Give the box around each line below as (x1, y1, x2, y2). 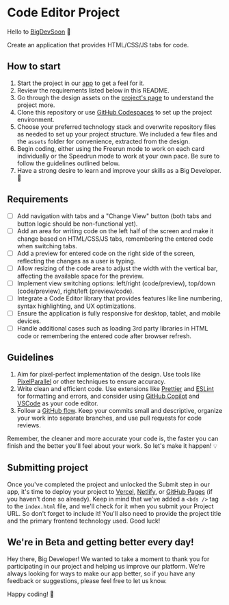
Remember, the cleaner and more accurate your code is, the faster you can (7, 434, 219, 442)
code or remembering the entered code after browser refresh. (16, 332, 192, 340)
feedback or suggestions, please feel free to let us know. (7, 576, 167, 584)
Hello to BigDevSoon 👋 (7, 27, 71, 36)
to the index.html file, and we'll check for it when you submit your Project (7, 502, 214, 510)
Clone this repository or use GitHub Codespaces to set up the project (16, 108, 213, 116)
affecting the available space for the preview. (16, 272, 144, 280)
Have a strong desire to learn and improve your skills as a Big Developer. (16, 166, 221, 174)
